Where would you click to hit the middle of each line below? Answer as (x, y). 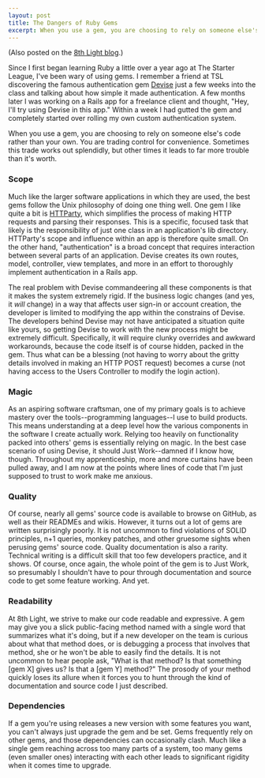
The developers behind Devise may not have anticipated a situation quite (127, 321)
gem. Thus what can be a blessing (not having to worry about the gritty (124, 354)
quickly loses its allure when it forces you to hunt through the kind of (119, 677)
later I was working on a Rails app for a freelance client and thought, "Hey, (129, 101)
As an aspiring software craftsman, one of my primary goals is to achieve (127, 408)
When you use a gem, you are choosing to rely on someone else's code (125, 133)
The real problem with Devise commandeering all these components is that (130, 287)
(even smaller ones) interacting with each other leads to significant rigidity (129, 757)
